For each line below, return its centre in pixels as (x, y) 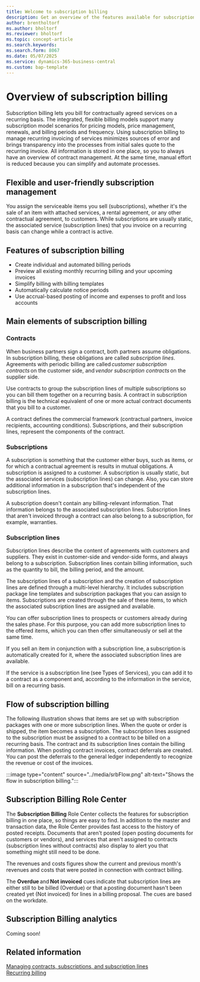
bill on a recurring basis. (36, 686)
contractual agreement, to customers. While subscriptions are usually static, (100, 219)
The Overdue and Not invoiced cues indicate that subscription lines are (93, 881)
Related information (44, 952)
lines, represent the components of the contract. (65, 431)
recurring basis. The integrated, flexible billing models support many (90, 119)
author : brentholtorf (33, 23)
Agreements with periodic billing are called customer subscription (87, 364)
